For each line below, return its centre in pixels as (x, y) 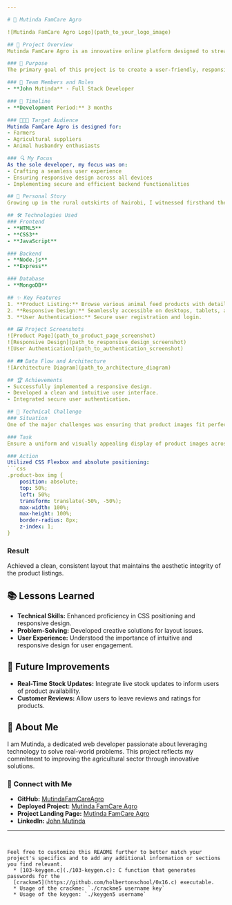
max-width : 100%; (45, 507)
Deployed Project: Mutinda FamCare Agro (77, 806)
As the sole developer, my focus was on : (68, 164)
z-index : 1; (37, 527)
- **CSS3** (23, 235)
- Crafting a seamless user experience (65, 171)
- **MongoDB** (28, 285)
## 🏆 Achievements (35, 380)
